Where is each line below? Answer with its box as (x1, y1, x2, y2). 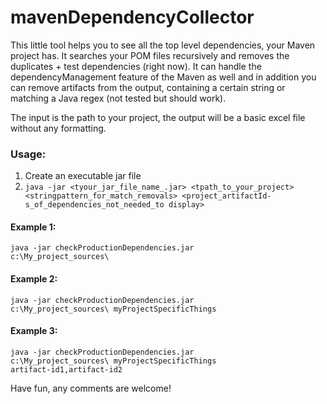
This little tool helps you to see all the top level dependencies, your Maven (10, 39, 316, 51)
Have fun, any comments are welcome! (10, 382, 172, 394)
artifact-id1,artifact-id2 (10, 364, 123, 375)
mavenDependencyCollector (10, 6, 255, 29)
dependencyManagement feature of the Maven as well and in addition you (10, 71, 317, 83)
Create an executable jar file (24, 170, 142, 182)
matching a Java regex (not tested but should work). (10, 92, 227, 104)
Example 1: (10, 221, 57, 233)
